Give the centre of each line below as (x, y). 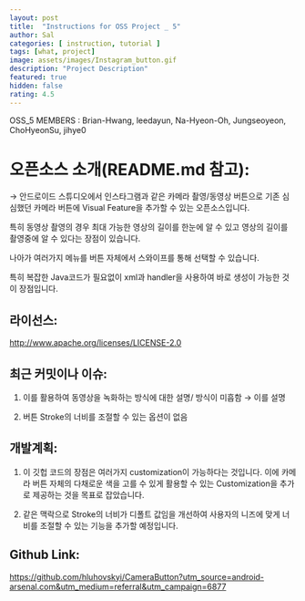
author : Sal (32, 35)
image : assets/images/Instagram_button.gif (93, 60)
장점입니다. (39, 289)
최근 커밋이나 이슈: (58, 373)
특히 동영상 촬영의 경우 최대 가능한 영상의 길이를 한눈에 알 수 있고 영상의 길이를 (149, 227)
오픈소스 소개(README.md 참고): (130, 169)
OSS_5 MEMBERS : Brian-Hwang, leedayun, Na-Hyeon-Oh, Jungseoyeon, (148, 120)
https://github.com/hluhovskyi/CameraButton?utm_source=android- (137, 576)
